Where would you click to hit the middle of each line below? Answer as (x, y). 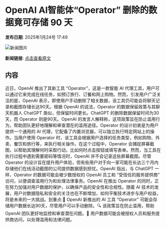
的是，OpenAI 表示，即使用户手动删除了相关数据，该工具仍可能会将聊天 (83, 100)
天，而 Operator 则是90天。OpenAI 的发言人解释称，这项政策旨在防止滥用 (81, 119)
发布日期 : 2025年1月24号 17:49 (37, 37)
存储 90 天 (52, 23)
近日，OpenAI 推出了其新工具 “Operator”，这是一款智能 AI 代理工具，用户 (80, 88)
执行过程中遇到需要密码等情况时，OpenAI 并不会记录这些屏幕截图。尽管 (78, 156)
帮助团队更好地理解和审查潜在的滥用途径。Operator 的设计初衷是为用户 (86, 125)
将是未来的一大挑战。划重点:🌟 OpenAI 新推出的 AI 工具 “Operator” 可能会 (79, 199)
